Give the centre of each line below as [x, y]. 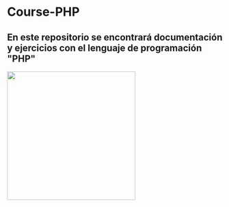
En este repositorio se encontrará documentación [115, 37]
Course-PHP [43, 12]
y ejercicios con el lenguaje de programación [105, 48]
